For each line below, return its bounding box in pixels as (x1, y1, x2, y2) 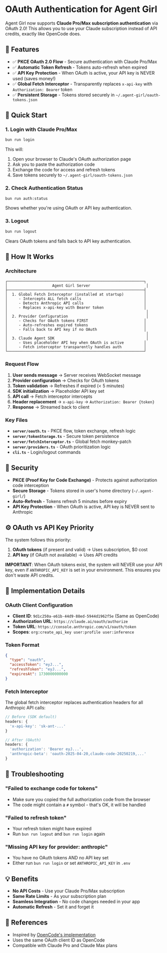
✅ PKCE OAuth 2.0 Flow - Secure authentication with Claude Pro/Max (12, 59, 157, 65)
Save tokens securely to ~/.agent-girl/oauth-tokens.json (12, 172, 133, 178)
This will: (5, 146, 23, 152)
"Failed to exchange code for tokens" (5, 785, 98, 792)
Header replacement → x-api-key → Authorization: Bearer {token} (12, 398, 155, 404)
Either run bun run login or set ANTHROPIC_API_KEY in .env (12, 860, 131, 866)
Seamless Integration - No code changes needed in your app (12, 898, 140, 905)
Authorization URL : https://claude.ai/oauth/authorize (12, 618, 128, 624)
